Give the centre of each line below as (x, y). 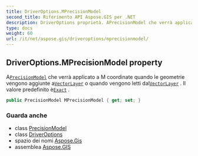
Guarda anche (27, 115)
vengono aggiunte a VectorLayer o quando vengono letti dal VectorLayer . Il (96, 83)
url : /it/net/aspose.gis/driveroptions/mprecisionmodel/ (77, 39)
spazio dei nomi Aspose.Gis (48, 140)
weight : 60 (19, 34)
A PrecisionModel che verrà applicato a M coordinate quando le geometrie (95, 77)
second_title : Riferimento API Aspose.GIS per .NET (71, 17)
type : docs (19, 28)
